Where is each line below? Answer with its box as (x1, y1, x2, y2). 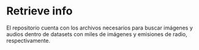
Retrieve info (6, 4, 73, 18)
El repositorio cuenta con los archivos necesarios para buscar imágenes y (6, 24, 193, 31)
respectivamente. (6, 37, 51, 44)
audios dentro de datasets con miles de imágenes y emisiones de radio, (6, 30, 188, 37)
